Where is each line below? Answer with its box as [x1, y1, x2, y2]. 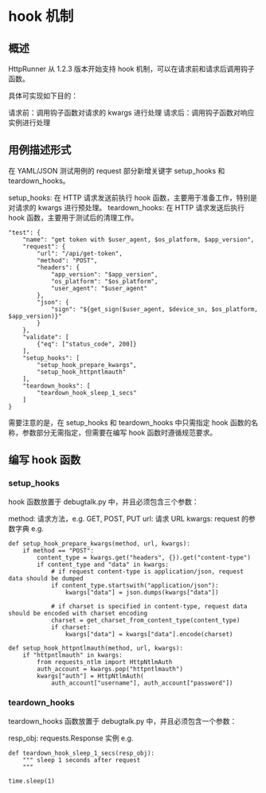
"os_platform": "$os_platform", [50, 277, 158, 285]
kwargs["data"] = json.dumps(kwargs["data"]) [65, 588, 219, 596]
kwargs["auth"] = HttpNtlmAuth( [37, 672, 145, 680]
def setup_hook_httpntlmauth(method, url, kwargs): [8, 644, 183, 652]
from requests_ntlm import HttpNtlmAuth [37, 658, 173, 666]
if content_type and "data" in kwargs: [37, 561, 170, 568]
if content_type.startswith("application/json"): [50, 581, 219, 589]
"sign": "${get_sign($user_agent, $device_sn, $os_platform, [50, 305, 259, 313]
